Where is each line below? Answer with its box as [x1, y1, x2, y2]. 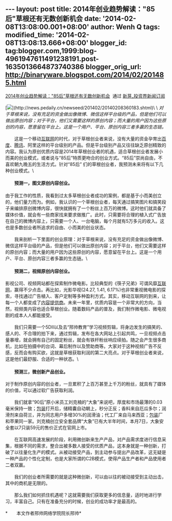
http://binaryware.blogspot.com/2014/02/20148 [5, 70, 164, 79]
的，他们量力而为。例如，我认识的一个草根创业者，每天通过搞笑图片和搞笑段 [5, 199, 166, 205]
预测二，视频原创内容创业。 [14, 268, 72, 274]
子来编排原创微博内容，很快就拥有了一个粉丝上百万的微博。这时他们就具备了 [5, 205, 166, 211]
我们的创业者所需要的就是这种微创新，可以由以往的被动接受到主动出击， [14, 474, 166, 480]
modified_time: [5, 31, 55, 39]
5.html [5, 79, 27, 87]
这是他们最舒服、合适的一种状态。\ [5, 356, 79, 362]
